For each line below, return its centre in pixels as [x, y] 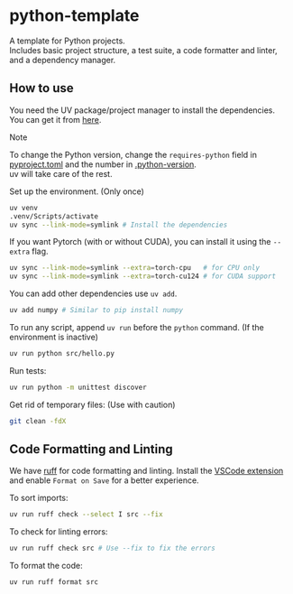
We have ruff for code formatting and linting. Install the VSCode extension [146, 471]
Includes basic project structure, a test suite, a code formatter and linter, [143, 50]
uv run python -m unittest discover [78, 387]
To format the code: [46, 566]
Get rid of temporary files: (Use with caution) [92, 404]
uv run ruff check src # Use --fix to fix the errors [113, 548]
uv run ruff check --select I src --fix [87, 515]
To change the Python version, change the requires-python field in [133, 154]
